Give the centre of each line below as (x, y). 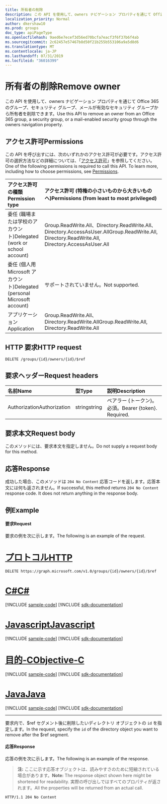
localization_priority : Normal (38, 19)
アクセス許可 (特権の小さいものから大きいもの (98, 191)
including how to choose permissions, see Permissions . (62, 171)
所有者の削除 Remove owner (63, 87)
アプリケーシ (23, 315)
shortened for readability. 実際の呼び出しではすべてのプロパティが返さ (89, 781)
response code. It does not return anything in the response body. (72, 493)
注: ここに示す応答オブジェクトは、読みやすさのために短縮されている (88, 769)
